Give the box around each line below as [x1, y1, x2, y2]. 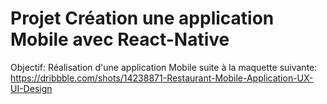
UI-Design [10, 82, 53, 94]
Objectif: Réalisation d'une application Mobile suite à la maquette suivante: [10, 61, 318, 73]
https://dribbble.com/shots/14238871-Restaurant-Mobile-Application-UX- [10, 72, 314, 84]
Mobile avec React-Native [10, 28, 230, 51]
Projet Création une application [10, 7, 275, 30]
